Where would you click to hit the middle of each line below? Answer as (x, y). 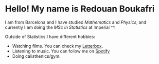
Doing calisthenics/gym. (36, 56)
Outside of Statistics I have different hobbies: (50, 37)
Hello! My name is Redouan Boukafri (80, 9)
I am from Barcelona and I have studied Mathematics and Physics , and (76, 22)
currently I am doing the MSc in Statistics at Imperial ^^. (60, 27)
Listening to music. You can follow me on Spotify (61, 51)
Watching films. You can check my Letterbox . (57, 46)
